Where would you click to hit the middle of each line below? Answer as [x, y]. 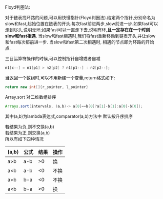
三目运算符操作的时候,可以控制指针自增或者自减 [53, 58]
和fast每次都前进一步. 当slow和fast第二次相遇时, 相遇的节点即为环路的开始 [80, 42]
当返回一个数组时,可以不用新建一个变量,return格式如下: [60, 78]
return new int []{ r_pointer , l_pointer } [47, 87]
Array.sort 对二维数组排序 [31, 97]
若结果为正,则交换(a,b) [28, 133]
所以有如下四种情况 [24, 139]
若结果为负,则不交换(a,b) [30, 127]
